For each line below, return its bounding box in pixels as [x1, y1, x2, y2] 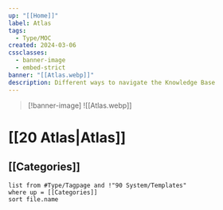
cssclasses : [8, 49, 48, 57]
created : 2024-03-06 [8, 42, 77, 50]
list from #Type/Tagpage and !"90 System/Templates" [8, 181, 187, 189]
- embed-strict [15, 64, 66, 72]
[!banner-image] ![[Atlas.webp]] [27, 101, 132, 110]
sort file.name [8, 195, 59, 204]
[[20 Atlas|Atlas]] [8, 129, 126, 146]
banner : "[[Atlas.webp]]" [8, 71, 94, 79]
